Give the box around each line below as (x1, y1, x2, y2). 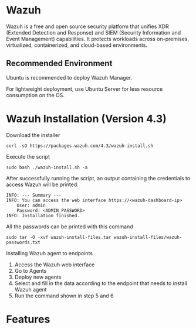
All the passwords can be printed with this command (6, 223, 133, 230)
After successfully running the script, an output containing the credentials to (6, 174, 191, 181)
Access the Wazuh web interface (14, 261, 95, 268)
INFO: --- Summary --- (6, 192, 62, 198)
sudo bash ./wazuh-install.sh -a (6, 164, 88, 170)
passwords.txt (6, 239, 41, 245)
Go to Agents (14, 267, 47, 274)
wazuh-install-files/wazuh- (113, 234, 183, 240)
